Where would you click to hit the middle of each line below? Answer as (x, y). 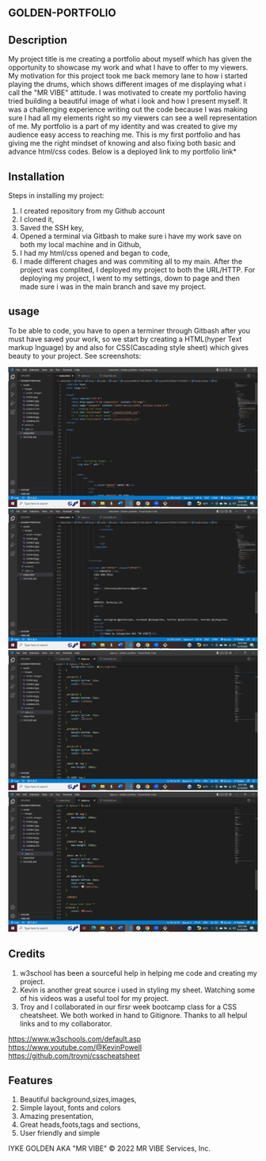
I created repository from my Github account (92, 211)
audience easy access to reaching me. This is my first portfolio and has (125, 135)
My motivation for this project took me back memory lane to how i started (128, 76)
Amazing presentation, (57, 1117)
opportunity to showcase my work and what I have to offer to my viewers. (128, 67)
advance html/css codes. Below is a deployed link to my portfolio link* (123, 152)
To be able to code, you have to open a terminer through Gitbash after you (129, 330)
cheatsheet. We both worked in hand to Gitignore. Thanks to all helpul (133, 1015)
